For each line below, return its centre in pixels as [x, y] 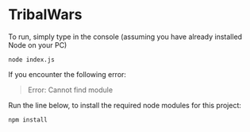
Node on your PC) [38, 45]
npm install [28, 120]
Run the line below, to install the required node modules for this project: [125, 105]
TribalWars [45, 15]
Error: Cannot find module [70, 90]
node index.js [32, 60]
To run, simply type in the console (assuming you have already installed [125, 37]
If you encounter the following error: [67, 74]
